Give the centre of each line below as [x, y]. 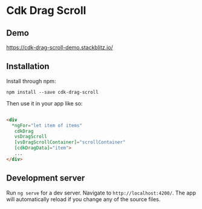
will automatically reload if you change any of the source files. [83, 199]
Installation [28, 66]
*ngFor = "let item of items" [47, 125]
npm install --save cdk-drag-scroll [52, 92]
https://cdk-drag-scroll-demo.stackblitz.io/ [60, 47]
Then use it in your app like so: [44, 103]
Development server [46, 178]
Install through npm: [31, 81]
